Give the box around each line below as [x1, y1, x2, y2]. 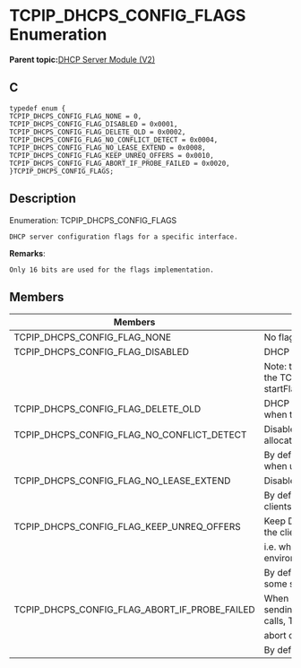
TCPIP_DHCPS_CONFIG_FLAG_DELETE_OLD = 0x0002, [9, 127, 186, 136]
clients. [263, 500, 295, 513]
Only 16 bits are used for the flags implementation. [9, 265, 215, 274]
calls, [263, 615, 287, 628]
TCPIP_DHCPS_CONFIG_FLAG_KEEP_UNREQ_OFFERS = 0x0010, [9, 151, 215, 160]
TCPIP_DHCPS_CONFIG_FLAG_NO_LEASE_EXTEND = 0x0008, [9, 143, 206, 152]
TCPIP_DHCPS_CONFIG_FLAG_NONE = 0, [9, 111, 142, 121]
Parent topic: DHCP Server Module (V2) [9, 54, 156, 65]
